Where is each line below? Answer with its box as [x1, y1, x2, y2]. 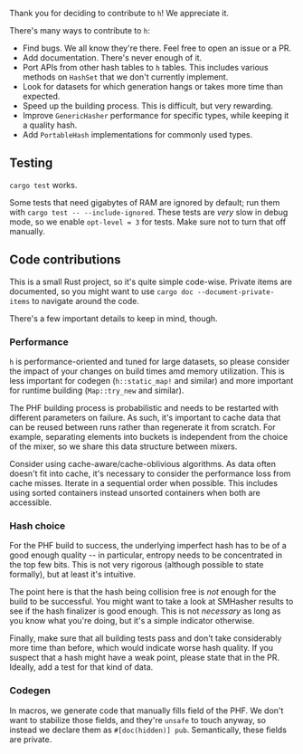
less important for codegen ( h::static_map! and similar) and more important [9, 375, 294, 386]
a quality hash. [22, 119, 78, 130]
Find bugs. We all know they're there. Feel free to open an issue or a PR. [22, 43, 292, 53]
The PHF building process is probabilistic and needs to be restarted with [9, 402, 279, 413]
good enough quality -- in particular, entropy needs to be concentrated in [9, 549, 283, 560]
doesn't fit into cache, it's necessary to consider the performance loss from [9, 468, 291, 479]
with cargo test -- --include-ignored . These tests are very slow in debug [9, 206, 289, 217]
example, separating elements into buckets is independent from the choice [9, 431, 289, 442]
